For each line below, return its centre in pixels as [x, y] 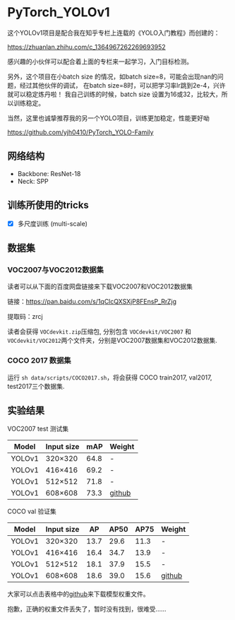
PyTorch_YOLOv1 [59, 12]
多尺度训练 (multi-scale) [53, 223]
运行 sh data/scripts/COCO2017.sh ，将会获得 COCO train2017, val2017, [110, 377]
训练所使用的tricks [48, 205]
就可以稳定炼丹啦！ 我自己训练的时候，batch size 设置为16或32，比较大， [115, 94]
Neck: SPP [33, 181]
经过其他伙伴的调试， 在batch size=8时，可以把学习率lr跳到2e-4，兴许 [122, 85]
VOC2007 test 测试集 [38, 429]
